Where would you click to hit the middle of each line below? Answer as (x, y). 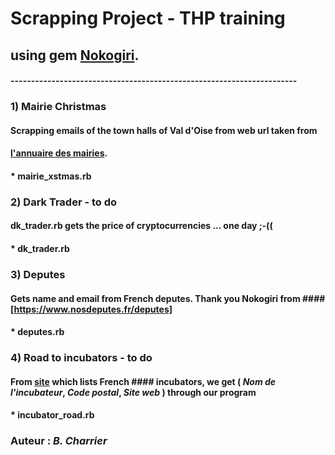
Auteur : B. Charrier (59, 441)
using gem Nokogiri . (75, 55)
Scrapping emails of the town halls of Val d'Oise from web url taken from (164, 130)
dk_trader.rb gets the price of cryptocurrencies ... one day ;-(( (141, 226)
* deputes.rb (37, 332)
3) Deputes (38, 274)
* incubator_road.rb (52, 415)
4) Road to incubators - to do (81, 358)
